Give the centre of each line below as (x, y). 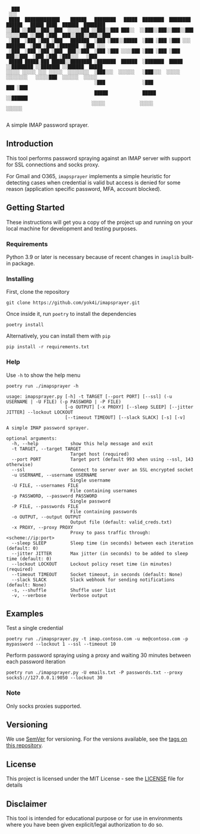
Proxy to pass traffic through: (110, 532)
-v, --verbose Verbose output (60, 595)
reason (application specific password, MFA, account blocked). (84, 188)
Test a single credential (35, 628)
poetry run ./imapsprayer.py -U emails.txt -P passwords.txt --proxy (95, 673)
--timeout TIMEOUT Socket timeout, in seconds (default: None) (97, 574)
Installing (20, 279)
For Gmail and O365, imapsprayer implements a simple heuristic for (89, 176)
